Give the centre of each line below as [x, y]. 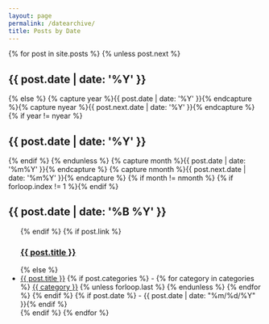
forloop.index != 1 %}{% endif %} [64, 186]
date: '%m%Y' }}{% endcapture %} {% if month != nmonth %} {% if [121, 178]
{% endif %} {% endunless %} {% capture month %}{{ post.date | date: [127, 161]
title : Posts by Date [45, 31]
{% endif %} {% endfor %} [64, 313]
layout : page [30, 16]
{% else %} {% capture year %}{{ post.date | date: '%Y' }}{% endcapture [130, 99]
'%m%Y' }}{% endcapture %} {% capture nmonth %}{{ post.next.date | [127, 169]
